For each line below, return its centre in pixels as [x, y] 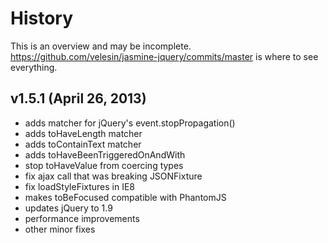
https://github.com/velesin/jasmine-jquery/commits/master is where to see [164, 56]
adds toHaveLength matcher [83, 133]
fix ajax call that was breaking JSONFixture [113, 176]
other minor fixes [60, 229]
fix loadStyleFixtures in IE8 [80, 186]
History [42, 18]
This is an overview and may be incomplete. [101, 46]
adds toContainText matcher [83, 144]
